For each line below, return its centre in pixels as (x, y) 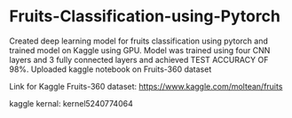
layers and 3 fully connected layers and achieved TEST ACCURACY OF (139, 59)
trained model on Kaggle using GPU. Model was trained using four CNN (140, 50)
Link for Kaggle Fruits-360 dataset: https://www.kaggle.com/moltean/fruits (146, 86)
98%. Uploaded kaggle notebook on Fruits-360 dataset (110, 69)
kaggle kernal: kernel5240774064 (71, 103)
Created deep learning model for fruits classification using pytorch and (139, 41)
